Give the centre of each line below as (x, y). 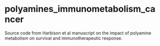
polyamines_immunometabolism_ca (80, 9)
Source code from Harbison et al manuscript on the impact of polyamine (78, 33)
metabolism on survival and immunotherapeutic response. (64, 38)
